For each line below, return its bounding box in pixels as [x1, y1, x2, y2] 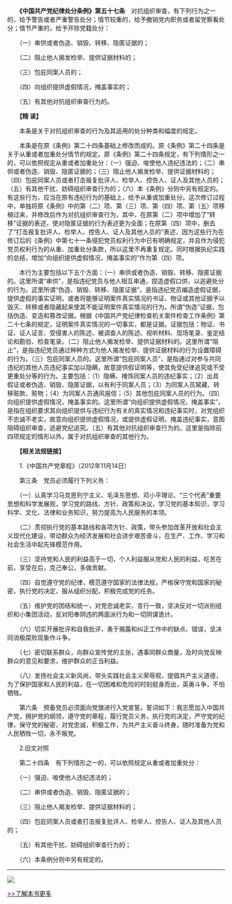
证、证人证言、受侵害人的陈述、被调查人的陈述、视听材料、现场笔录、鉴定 [7, 329, 219, 337]
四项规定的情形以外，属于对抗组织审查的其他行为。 [7, 432, 153, 441]
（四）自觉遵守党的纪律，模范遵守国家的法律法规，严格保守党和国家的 [19, 578, 216, 586]
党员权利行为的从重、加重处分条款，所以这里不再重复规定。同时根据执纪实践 [7, 245, 225, 253]
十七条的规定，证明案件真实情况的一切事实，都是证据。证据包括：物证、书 [12, 320, 225, 328]
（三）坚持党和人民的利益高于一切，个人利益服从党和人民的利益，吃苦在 [19, 555, 222, 563]
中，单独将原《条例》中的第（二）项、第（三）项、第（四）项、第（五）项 [7, 202, 219, 210]
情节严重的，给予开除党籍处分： [19, 24, 110, 32]
